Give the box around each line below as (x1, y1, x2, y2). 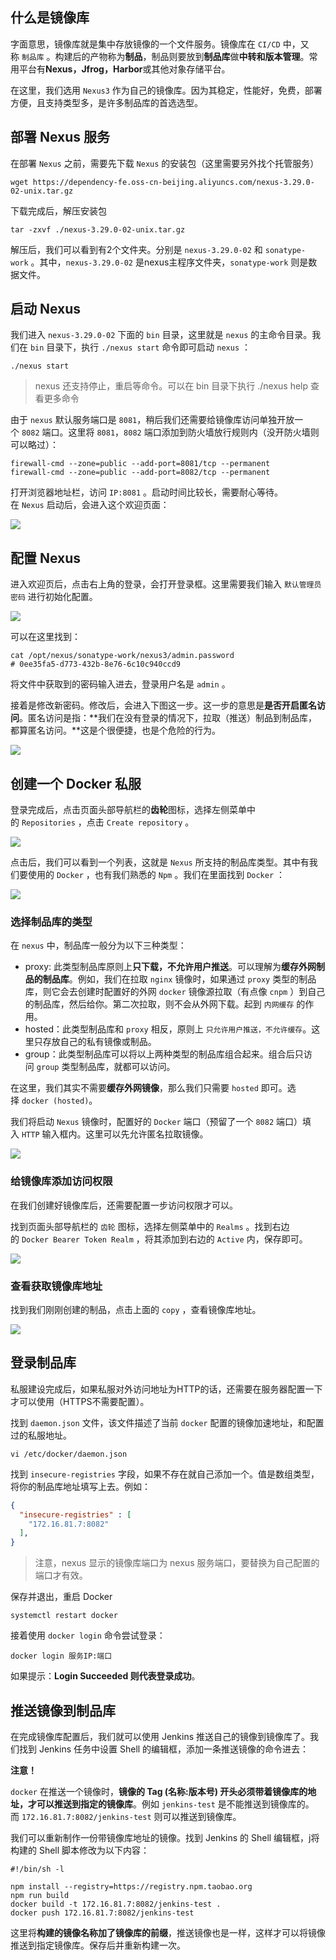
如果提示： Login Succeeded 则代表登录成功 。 (10, 1670, 201, 1682)
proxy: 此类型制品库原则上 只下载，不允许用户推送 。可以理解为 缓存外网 (24, 961, 317, 973)
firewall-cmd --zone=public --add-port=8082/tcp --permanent (10, 468, 271, 478)
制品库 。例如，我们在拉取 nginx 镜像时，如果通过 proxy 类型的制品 (42, 973, 317, 985)
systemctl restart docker (10, 1611, 118, 1621)
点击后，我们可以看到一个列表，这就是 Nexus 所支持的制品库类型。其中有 (10, 856, 310, 868)
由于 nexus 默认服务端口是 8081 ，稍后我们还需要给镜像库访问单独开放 (10, 414, 295, 426)
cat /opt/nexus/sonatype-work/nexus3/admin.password (10, 651, 235, 661)
